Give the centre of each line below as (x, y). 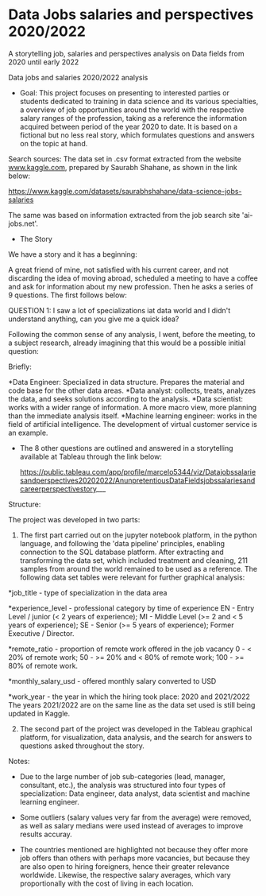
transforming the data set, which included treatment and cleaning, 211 (134, 560)
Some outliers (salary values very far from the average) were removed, (135, 817)
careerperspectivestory (58, 489)
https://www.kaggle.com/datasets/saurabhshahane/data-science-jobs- (125, 191)
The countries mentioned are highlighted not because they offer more (134, 849)
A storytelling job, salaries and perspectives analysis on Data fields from (126, 53)
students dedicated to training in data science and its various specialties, (139, 101)
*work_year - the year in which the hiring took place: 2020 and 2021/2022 (129, 696)
